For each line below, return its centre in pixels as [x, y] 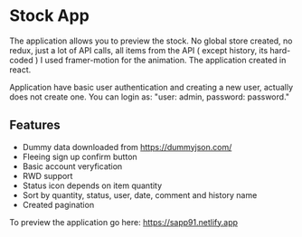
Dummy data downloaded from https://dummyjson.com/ [127, 147]
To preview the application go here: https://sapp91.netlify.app [123, 222]
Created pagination [58, 204]
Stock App [50, 16]
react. [20, 70]
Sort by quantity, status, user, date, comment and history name [140, 194]
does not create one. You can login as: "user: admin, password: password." [150, 97]
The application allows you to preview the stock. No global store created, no [151, 41]
